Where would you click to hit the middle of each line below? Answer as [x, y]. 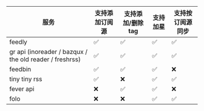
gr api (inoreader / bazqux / [49, 52]
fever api [22, 89]
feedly [18, 42]
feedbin [20, 69]
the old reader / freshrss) [45, 59]
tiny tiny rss [26, 79]
